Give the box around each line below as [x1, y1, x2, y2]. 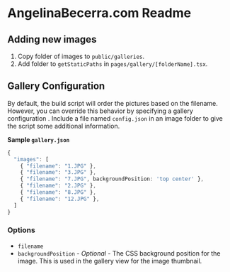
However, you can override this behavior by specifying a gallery [7, 107, 193, 115]
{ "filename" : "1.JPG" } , [20, 162, 97, 170]
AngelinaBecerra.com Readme [7, 5, 192, 21]
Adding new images [7, 33, 97, 45]
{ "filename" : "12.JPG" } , [20, 195, 100, 202]
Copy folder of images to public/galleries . [17, 52, 145, 60]
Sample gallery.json [7, 135, 70, 143]
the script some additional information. [7, 121, 120, 130]
